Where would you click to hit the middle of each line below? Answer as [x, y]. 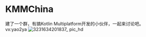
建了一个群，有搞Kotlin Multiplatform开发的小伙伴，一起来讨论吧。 [75, 23]
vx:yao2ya [16, 29]
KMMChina [29, 9]
